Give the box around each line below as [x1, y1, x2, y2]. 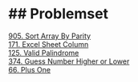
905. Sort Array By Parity [8, 31, 91, 41]
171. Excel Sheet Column [8, 39, 89, 49]
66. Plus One [8, 64, 51, 74]
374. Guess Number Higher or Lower [8, 57, 130, 66]
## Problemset [8, 5, 109, 23]
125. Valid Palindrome [8, 48, 79, 57]
